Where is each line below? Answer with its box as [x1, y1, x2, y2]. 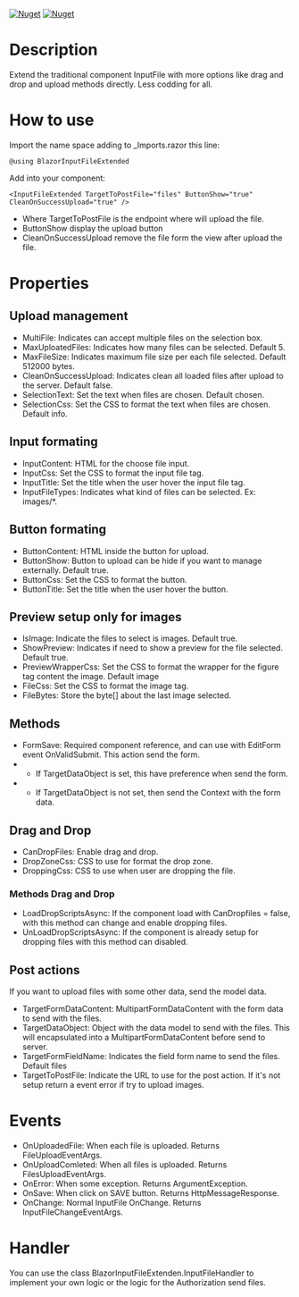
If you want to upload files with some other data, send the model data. [9, 986, 267, 997]
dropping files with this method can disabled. [21, 937, 189, 947]
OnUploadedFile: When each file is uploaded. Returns [21, 1140, 220, 1150]
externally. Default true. [21, 564, 109, 576]
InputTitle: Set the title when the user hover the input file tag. [21, 476, 245, 487]
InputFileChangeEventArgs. [21, 1207, 123, 1217]
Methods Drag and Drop [9, 888, 115, 900]
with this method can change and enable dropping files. [21, 917, 228, 929]
